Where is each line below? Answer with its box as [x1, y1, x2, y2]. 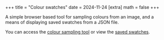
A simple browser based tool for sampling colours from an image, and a [5, 14, 154, 19]
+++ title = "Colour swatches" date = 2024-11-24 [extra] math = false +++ [5, 4, 159, 10]
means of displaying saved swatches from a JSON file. [5, 19, 119, 25]
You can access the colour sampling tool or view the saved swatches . [5, 29, 150, 34]
